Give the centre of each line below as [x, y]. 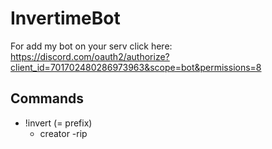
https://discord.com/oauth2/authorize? [90, 56]
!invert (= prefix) [58, 123]
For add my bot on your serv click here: [91, 46]
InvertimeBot [65, 18]
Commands [47, 98]
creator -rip [63, 133]
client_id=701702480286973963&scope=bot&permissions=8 [136, 67]
